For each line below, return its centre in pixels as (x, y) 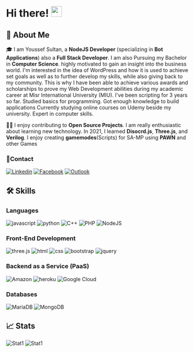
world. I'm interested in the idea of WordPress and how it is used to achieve (97, 70)
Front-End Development (41, 238)
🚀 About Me (28, 35)
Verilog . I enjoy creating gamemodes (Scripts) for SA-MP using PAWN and (96, 137)
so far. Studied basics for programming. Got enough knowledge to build (93, 101)
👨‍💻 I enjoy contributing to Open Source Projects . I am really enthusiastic (94, 125)
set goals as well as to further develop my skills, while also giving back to (94, 76)
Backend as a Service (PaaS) (48, 266)
